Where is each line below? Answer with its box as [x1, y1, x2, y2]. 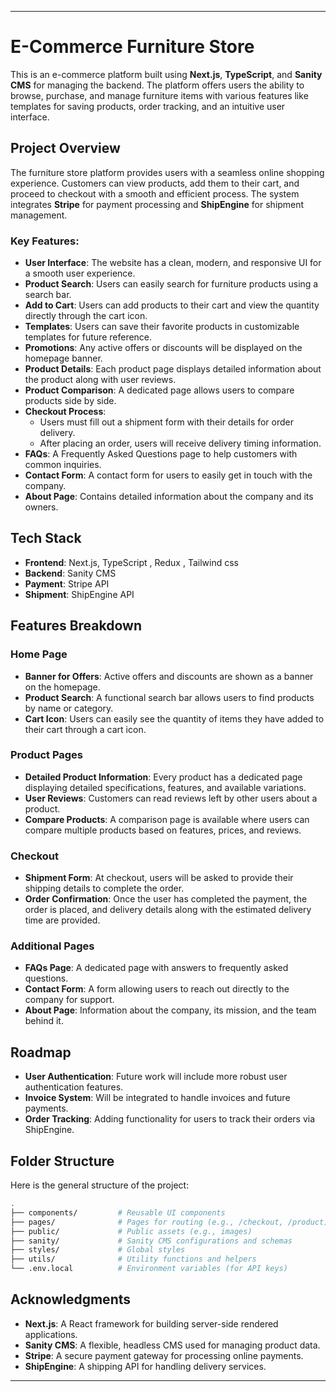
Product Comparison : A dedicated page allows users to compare [24, 384, 295, 396]
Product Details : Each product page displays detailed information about [24, 363, 322, 375]
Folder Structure [10, 1152, 115, 1170]
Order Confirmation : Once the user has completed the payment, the [24, 893, 308, 905]
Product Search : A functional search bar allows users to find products [24, 691, 315, 703]
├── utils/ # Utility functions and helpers [10, 1254, 257, 1265]
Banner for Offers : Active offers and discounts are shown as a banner [24, 670, 314, 682]
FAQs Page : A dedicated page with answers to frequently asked [24, 962, 289, 974]
